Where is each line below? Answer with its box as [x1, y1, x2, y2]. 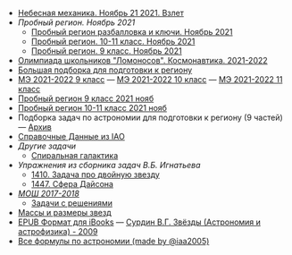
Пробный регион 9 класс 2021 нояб [17, 93, 154, 104]
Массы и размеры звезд [17, 208, 112, 217]
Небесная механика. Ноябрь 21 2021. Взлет [17, 8, 185, 18]
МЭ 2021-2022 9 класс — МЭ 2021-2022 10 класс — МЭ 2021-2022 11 [17, 74, 283, 84]
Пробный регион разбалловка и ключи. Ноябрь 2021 [30, 27, 234, 37]
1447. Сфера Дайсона [30, 179, 114, 189]
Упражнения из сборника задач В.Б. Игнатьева [17, 160, 201, 170]
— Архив [17, 122, 52, 132]
